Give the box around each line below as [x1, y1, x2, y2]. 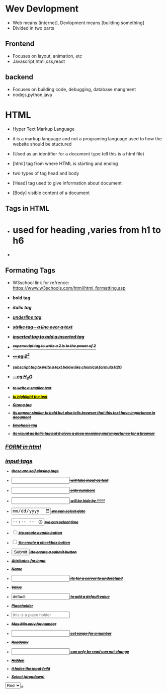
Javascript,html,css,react [12, 58, 65, 64]
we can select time [45, 519, 79, 525]
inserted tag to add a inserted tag [12, 333, 85, 339]
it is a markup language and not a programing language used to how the [12, 135, 162, 141]
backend [5, 73, 34, 81]
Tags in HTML [5, 204, 49, 213]
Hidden [11, 658, 25, 663]
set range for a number [70, 631, 112, 636]
